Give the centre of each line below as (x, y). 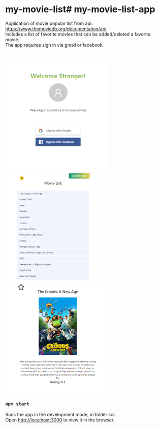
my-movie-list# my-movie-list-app (80, 9)
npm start (17, 404)
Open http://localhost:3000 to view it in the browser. (60, 420)
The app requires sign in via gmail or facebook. (55, 45)
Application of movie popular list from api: (49, 23)
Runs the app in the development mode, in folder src (60, 415)
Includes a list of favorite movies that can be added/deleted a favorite (78, 34)
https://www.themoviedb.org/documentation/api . (56, 28)
